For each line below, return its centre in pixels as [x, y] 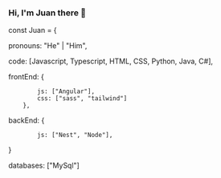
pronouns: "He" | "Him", [48, 46]
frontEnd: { [26, 77]
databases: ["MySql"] [44, 166]
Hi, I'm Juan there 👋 [47, 13]
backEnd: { [27, 120]
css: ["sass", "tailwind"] [82, 99]
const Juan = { [33, 30]
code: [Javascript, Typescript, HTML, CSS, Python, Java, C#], [111, 61]
